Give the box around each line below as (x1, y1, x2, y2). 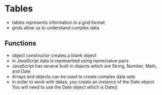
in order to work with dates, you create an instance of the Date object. (11, 79, 156, 85)
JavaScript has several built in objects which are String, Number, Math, (11, 63, 158, 69)
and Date (11, 68, 31, 74)
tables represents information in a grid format (11, 19, 105, 25)
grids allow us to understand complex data (11, 24, 99, 30)
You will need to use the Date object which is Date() (11, 84, 118, 90)
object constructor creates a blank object (11, 52, 96, 58)
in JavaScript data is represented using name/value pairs (11, 58, 129, 64)
